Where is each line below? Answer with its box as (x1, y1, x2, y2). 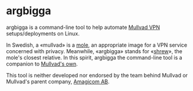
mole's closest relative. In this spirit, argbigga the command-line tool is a (6, 54, 182, 61)
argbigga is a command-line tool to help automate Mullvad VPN (6, 24, 161, 31)
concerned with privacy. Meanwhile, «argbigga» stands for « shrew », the (6, 47, 183, 54)
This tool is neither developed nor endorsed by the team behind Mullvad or (6, 71, 188, 79)
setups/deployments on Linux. (6, 30, 80, 37)
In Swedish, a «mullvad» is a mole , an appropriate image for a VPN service (6, 41, 188, 48)
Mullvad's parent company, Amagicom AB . (6, 78, 110, 85)
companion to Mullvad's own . (6, 60, 78, 67)
